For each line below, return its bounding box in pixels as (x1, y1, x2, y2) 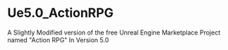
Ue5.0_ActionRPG (7, 5, 114, 21)
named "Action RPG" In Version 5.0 (7, 35, 109, 44)
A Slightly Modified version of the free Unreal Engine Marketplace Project (7, 28, 221, 37)
